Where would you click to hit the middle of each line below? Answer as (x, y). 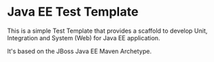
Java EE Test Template (73, 12)
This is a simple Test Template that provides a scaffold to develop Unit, (107, 31)
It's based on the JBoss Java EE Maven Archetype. (79, 51)
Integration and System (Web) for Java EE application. (84, 37)
